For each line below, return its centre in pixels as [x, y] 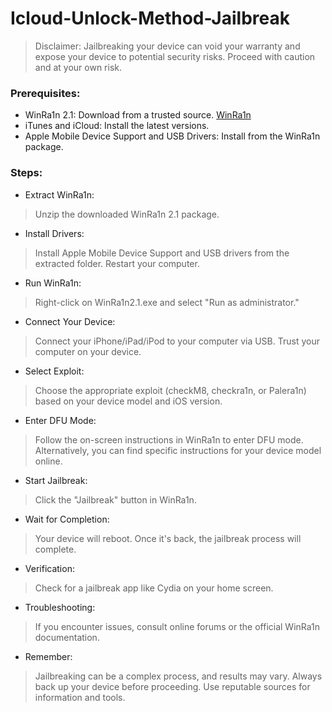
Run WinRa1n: [53, 283]
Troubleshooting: [60, 607]
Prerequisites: [45, 93]
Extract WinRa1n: [59, 194]
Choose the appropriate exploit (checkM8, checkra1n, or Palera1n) [170, 390]
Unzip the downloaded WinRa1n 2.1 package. [127, 214]
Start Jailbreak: [56, 480]
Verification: [49, 568]
